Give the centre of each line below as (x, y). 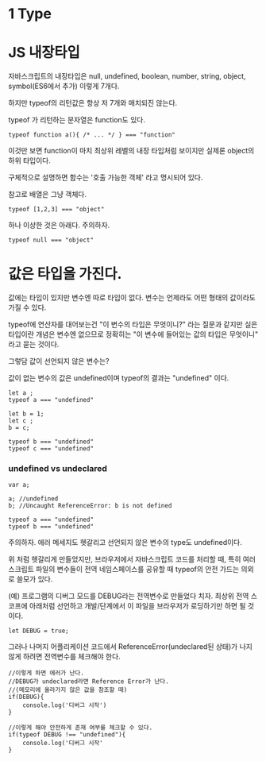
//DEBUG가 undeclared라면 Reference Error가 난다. (89, 682)
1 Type (30, 14)
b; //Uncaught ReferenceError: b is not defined (90, 506)
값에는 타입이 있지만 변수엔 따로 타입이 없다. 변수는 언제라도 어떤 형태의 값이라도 (132, 298)
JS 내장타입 (44, 53)
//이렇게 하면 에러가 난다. (46, 673)
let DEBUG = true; (39, 631)
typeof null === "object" (51, 240)
